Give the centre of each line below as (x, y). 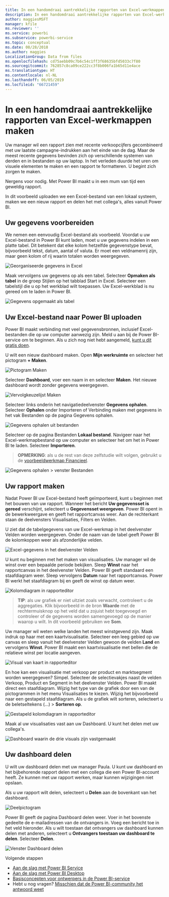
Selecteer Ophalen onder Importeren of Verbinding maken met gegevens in (83, 410)
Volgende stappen (24, 858)
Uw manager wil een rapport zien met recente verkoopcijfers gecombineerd (84, 145)
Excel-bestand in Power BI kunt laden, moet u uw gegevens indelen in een (82, 240)
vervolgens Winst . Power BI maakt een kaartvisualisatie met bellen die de (81, 647)
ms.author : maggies (26, 52)
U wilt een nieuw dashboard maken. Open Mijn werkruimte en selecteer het (84, 355)
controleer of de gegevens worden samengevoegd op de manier (84, 616)
